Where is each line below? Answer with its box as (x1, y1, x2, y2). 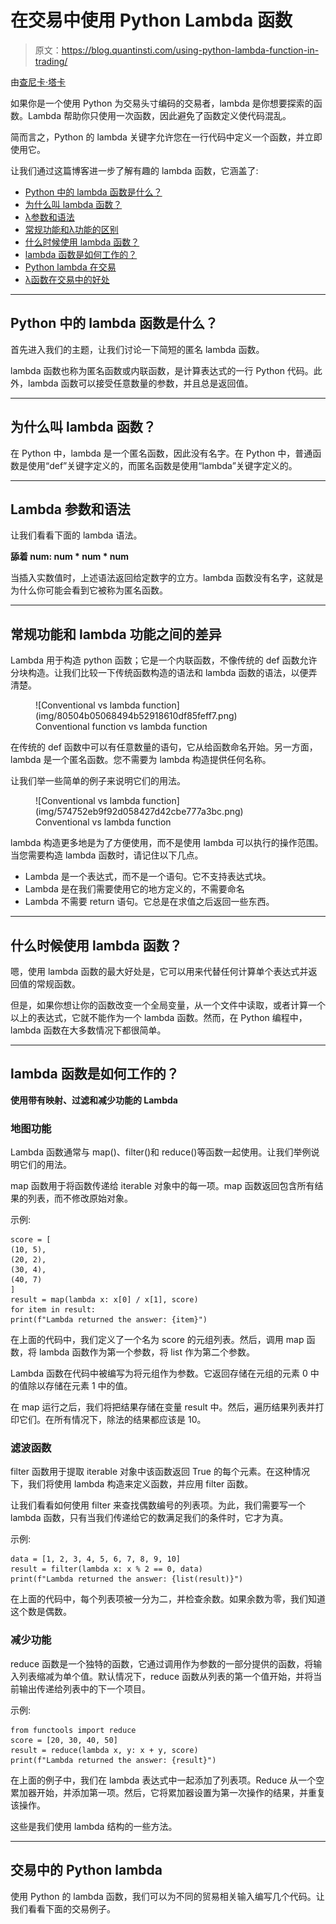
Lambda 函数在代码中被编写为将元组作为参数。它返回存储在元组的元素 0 (10, 1367, 308, 1380)
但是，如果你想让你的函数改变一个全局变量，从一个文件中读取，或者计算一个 (10, 999, 326, 1011)
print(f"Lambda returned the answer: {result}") (10, 1755, 217, 1765)
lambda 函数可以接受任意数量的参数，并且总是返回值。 (27, 377, 254, 389)
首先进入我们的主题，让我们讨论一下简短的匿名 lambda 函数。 (10, 343, 265, 355)
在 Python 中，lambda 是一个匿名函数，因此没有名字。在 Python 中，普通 (10, 447, 313, 459)
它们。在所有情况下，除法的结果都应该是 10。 (18, 1414, 207, 1426)
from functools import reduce (10, 1725, 137, 1735)
